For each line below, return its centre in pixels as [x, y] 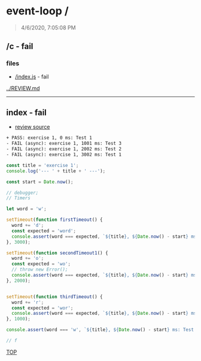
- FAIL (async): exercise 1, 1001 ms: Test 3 [64, 144]
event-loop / [37, 11]
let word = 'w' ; [26, 209]
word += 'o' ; [28, 259]
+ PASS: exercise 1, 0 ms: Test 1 [49, 138]
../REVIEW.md [23, 88]
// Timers [19, 198]
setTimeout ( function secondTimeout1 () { [57, 253]
